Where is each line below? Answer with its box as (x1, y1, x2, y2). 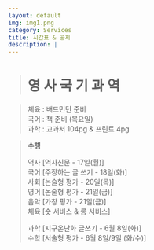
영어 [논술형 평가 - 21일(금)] (27, 187, 113, 197)
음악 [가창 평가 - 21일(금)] (27, 197, 107, 207)
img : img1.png (8, 19, 55, 27)
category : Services (8, 26, 72, 34)
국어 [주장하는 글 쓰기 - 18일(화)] (27, 167, 128, 177)
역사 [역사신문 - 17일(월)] (27, 158, 104, 167)
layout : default (8, 11, 61, 20)
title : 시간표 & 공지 (8, 33, 71, 42)
